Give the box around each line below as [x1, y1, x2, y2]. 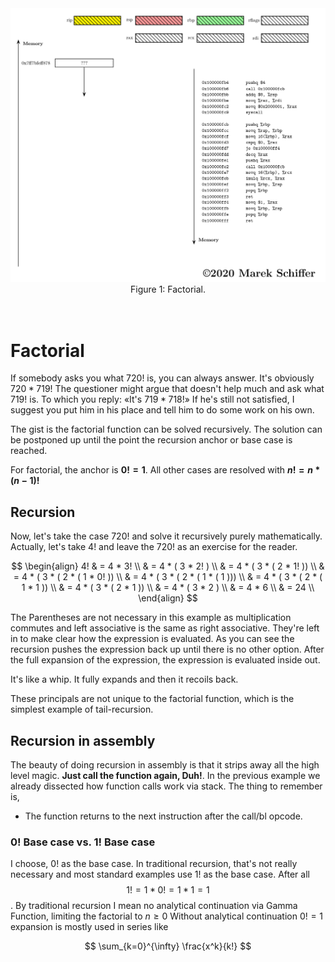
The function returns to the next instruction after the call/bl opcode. [24, 810, 303, 822]
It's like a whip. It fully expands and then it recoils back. [10, 673, 239, 686]
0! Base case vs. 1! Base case [10, 835, 156, 849]
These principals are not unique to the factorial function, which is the [10, 693, 295, 705]
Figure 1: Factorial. [129, 283, 207, 295]
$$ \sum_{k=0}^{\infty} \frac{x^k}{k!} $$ [84, 940, 252, 952]
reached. [10, 445, 48, 457]
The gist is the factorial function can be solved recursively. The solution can [10, 423, 323, 436]
